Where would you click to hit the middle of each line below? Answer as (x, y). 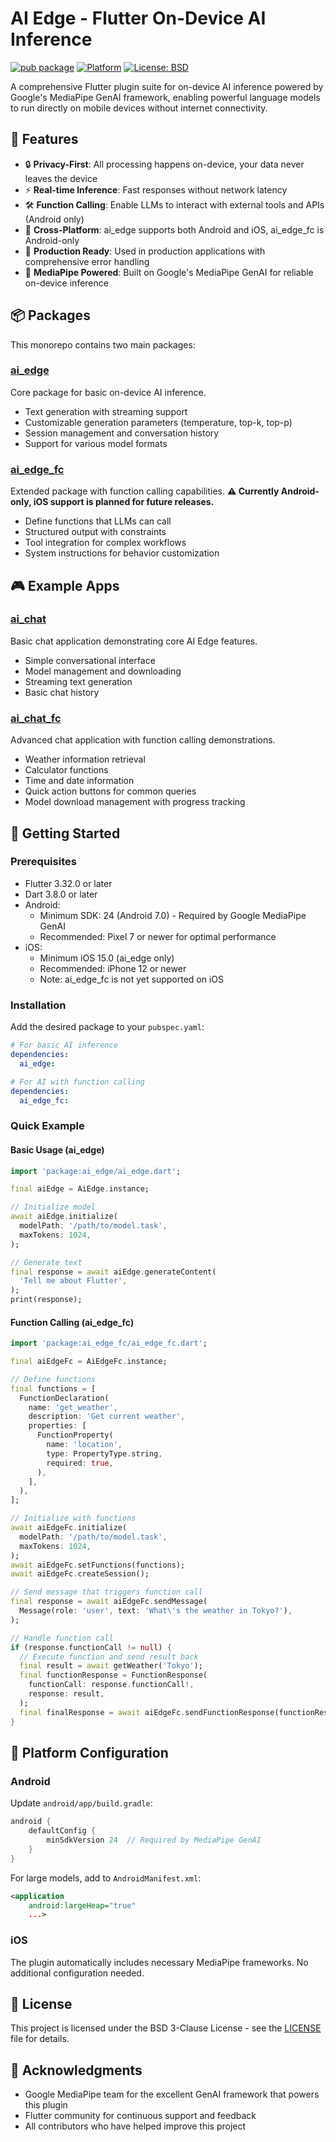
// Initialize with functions (73, 1518)
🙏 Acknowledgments (76, 2070)
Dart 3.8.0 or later (61, 894)
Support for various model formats (96, 443)
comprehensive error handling (87, 261)
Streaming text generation (78, 681)
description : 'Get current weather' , (107, 1417)
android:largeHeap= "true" (82, 1905)
